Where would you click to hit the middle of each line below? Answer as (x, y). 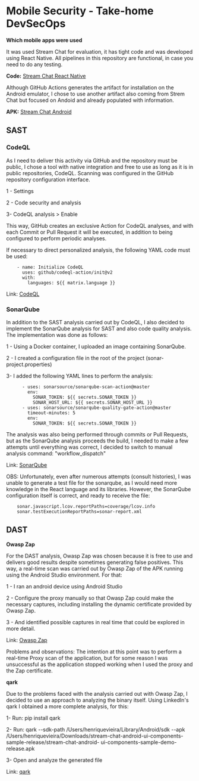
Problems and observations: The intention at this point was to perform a (94, 652)
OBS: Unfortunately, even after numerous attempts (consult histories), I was (99, 476)
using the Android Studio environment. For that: (64, 575)
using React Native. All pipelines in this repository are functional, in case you (100, 58)
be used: (17, 256)
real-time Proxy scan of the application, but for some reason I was (87, 658)
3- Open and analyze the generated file (54, 760)
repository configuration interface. (48, 179)
